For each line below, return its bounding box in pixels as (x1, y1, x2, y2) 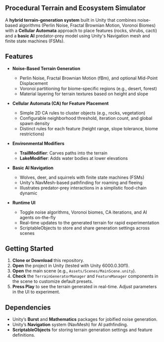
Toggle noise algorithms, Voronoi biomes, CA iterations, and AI (19, 209, 147, 215)
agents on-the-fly (19, 214, 56, 220)
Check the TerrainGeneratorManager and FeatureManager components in (12, 273, 159, 279)
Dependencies (5, 303, 51, 311)
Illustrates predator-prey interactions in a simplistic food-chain (19, 185, 147, 190)
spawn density (19, 120, 50, 126)
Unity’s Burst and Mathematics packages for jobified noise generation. (12, 316, 158, 322)
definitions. (12, 332, 36, 338)
